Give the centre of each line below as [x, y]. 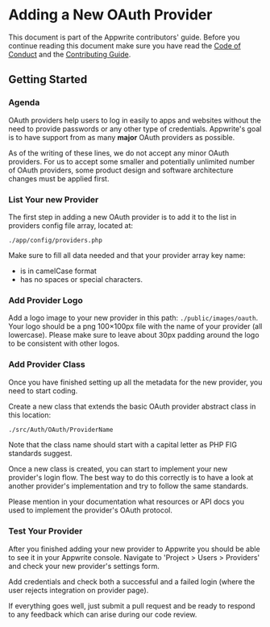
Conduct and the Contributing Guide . [70, 54]
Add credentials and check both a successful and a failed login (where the [132, 581]
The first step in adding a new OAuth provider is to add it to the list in [123, 217]
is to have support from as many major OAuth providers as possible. [122, 137]
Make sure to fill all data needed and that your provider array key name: [127, 255]
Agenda [24, 102]
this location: [30, 415]
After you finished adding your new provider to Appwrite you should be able [134, 549]
